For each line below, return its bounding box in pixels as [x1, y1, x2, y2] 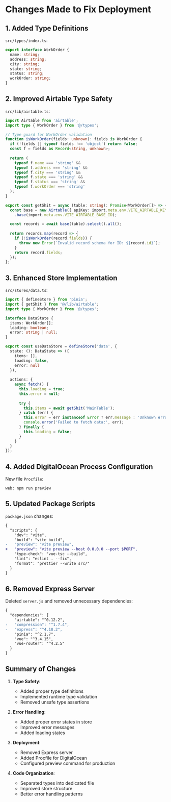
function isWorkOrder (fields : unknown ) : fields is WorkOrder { [5, 137, 142, 142]
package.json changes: [5, 513, 53, 519]
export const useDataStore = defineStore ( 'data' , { [5, 344, 117, 349]
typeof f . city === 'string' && [14, 170, 81, 175]
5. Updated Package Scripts [5, 499, 96, 508]
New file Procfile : [5, 476, 44, 482]
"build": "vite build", [14, 537, 65, 542]
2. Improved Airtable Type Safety [5, 94, 113, 103]
